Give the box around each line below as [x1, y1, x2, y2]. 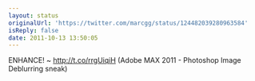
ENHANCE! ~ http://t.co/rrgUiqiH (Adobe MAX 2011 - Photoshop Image [8, 56, 241, 65]
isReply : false [8, 26, 59, 34]
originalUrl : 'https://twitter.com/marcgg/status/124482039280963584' [8, 19, 249, 27]
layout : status [8, 11, 59, 20]
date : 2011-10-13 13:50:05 [8, 33, 98, 42]
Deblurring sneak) [8, 64, 68, 74]
